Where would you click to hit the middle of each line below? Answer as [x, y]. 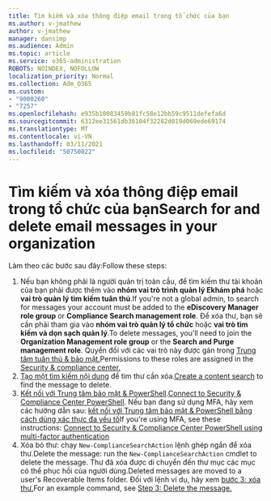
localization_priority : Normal [61, 76]
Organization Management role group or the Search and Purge [127, 342]
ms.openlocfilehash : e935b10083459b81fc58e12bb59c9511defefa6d [117, 114]
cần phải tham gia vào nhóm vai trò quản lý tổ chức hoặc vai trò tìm [134, 324]
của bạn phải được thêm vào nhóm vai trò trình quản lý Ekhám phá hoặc [142, 290]
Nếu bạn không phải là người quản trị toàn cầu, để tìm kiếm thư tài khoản [141, 281]
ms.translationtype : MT [49, 129]
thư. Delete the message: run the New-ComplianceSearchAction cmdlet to [138, 454]
